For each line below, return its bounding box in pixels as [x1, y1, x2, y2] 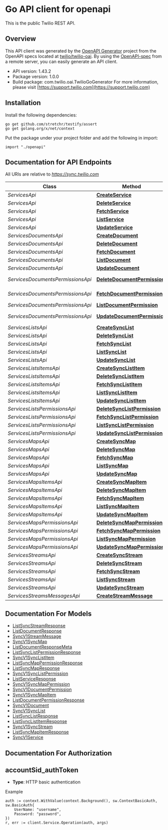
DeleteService [96, 200, 131, 207]
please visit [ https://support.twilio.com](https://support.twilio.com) [12, 84, 150, 90]
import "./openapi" [5, 144, 46, 150]
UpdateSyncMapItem [96, 511, 148, 518]
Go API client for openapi [5, 4, 111, 15]
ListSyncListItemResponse [12, 718, 67, 724]
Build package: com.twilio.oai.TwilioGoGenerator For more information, [12, 79, 158, 85]
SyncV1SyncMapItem [12, 692, 56, 698]
